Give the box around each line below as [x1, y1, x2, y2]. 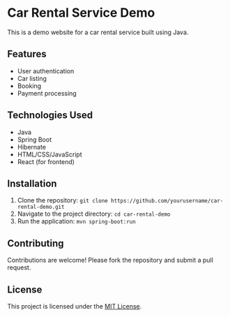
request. [7, 263, 31, 272]
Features [7, 48, 47, 60]
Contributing [7, 237, 64, 249]
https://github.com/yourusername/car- [110, 198, 224, 205]
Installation [7, 177, 57, 189]
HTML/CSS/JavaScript [17, 150, 82, 158]
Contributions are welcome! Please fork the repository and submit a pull [7, 256, 214, 265]
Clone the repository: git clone [17, 196, 108, 205]
